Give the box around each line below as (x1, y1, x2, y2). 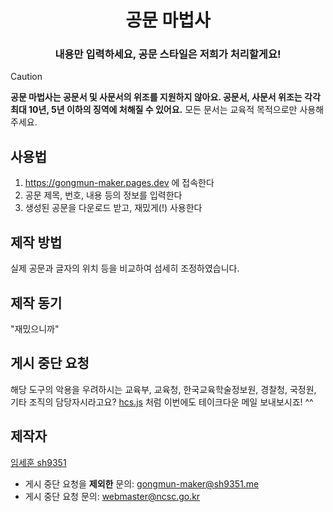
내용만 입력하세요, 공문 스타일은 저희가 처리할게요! (54, 47, 282, 61)
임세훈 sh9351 (10, 456, 67, 468)
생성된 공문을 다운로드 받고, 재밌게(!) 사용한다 (24, 202, 203, 214)
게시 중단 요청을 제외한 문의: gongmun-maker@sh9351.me (24, 477, 260, 490)
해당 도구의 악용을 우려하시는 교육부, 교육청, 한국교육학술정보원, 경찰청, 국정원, (10, 383, 317, 395)
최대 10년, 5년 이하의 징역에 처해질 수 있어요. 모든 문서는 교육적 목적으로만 (10, 104, 298, 116)
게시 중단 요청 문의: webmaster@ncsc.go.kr (24, 490, 201, 502)
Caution (10, 71, 43, 83)
